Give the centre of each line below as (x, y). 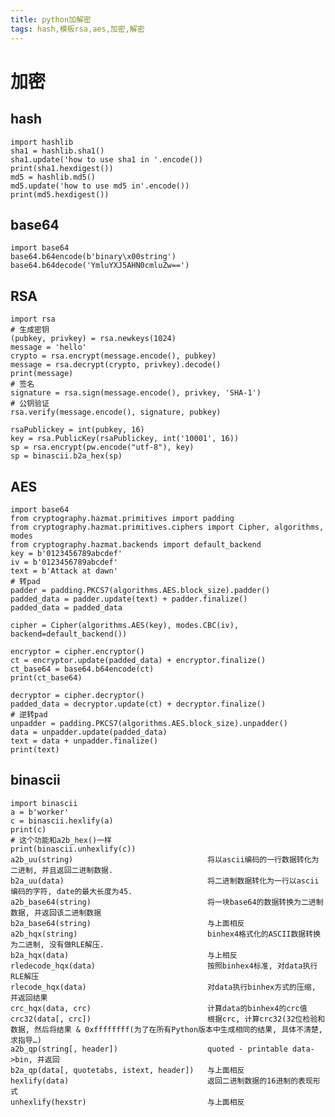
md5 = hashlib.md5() (53, 177)
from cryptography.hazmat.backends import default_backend (136, 544)
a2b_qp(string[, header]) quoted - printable (149, 1049)
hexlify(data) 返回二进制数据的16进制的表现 (161, 1081)
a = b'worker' (40, 812)
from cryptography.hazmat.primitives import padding (122, 518)
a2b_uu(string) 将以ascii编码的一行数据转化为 (165, 859)
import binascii (44, 803)
